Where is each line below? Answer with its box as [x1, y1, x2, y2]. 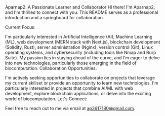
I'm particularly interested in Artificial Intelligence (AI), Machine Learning [5, 34, 153, 39]
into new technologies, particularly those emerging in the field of [5, 60, 137, 66]
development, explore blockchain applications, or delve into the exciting [5, 91, 152, 96]
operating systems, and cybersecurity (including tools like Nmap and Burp [5, 49, 157, 55]
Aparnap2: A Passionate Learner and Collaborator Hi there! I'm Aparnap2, [5, 4, 155, 10]
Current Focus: [5, 24, 36, 30]
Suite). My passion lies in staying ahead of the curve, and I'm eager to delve [5, 55, 160, 61]
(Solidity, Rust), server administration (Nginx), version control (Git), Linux [5, 44, 153, 50]
